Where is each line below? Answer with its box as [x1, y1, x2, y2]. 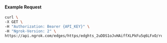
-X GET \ [4, 20, 23, 25]
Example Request [4, 4, 42, 10]
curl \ [4, 15, 18, 20]
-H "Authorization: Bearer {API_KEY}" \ [4, 24, 90, 29]
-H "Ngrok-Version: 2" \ [4, 29, 56, 34]
